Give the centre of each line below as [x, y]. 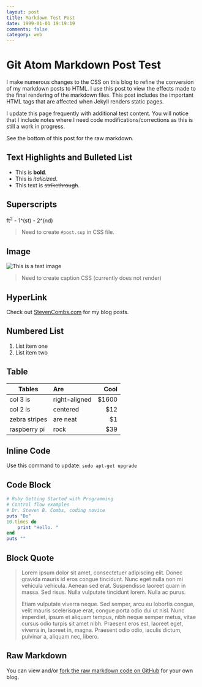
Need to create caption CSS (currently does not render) [92, 278]
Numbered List [35, 331]
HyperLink [27, 297]
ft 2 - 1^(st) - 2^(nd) [30, 220]
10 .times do [21, 522]
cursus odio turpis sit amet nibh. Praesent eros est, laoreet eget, [102, 624]
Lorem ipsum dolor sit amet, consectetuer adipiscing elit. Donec [102, 572]
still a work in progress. [36, 127]
